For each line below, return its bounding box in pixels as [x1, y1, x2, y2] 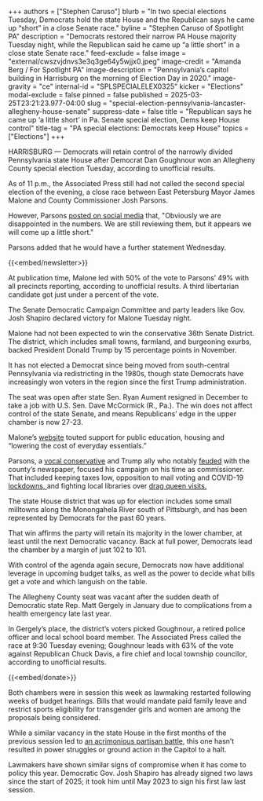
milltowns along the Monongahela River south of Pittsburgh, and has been [8, 505, 247, 514]
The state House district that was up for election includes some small [8, 496, 232, 506]
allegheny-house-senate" [8, 107, 91, 116]
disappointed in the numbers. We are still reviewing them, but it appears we [8, 219, 252, 229]
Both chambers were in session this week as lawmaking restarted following [8, 688, 251, 697]
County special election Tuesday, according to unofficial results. [8, 164, 216, 173]
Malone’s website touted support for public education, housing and [8, 433, 225, 442]
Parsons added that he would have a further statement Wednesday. [8, 243, 227, 252]
